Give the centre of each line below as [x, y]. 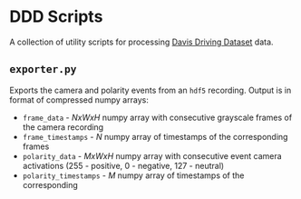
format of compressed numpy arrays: [79, 99]
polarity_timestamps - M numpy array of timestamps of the [133, 175]
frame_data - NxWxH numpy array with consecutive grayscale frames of [157, 117]
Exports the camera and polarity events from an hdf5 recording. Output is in [150, 90]
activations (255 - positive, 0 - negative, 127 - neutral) [123, 165]
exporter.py [43, 70]
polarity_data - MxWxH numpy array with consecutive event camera [152, 155]
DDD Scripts [56, 17]
